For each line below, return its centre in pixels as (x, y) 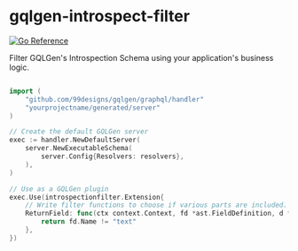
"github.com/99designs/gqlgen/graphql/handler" (114, 99)
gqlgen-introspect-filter (100, 16)
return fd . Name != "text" (89, 222)
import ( (25, 91)
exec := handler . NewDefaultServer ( (75, 140)
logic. (19, 67)
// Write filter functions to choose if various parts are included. (157, 205)
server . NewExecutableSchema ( (79, 148)
